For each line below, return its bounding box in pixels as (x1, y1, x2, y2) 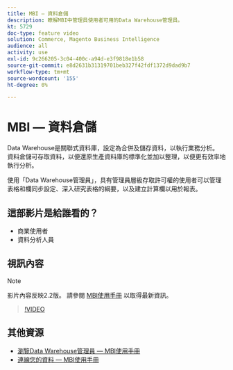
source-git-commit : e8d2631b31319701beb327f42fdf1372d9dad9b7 (7, 62, 191, 69)
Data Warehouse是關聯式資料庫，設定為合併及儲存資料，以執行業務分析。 (7, 144, 219, 152)
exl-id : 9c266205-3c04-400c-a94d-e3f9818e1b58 (7, 56, 144, 63)
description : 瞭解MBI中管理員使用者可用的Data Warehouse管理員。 (7, 17, 184, 24)
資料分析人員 (17, 236, 54, 243)
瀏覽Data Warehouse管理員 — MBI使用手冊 (17, 346, 141, 355)
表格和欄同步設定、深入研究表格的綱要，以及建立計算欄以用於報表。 (7, 185, 202, 193)
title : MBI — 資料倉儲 (7, 10, 69, 17)
